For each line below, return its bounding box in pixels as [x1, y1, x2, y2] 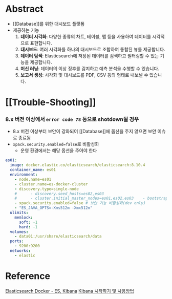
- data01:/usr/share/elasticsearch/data [14, 234, 102, 239]
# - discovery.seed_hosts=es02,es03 [14, 191, 104, 196]
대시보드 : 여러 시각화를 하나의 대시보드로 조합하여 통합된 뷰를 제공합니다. [20, 46, 165, 52]
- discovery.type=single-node [14, 186, 79, 191]
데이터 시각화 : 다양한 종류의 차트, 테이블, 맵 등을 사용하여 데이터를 [20, 33, 152, 39]
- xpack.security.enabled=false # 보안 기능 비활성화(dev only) [14, 201, 146, 206]
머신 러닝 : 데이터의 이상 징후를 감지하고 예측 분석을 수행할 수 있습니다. [20, 65, 160, 72]
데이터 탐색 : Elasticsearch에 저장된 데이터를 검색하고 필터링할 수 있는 [20, 52, 159, 59]
